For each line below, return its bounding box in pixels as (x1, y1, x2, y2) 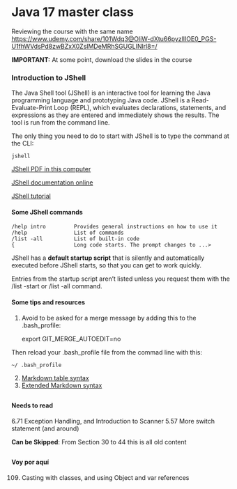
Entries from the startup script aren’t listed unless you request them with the (11, 274, 231, 283)
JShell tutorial (11, 192, 51, 201)
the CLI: (11, 139, 34, 148)
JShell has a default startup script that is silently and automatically (11, 254, 205, 262)
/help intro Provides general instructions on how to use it (11, 224, 218, 231)
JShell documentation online (11, 178, 93, 187)
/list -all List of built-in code (11, 235, 140, 242)
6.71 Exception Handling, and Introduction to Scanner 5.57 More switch (11, 417, 215, 425)
